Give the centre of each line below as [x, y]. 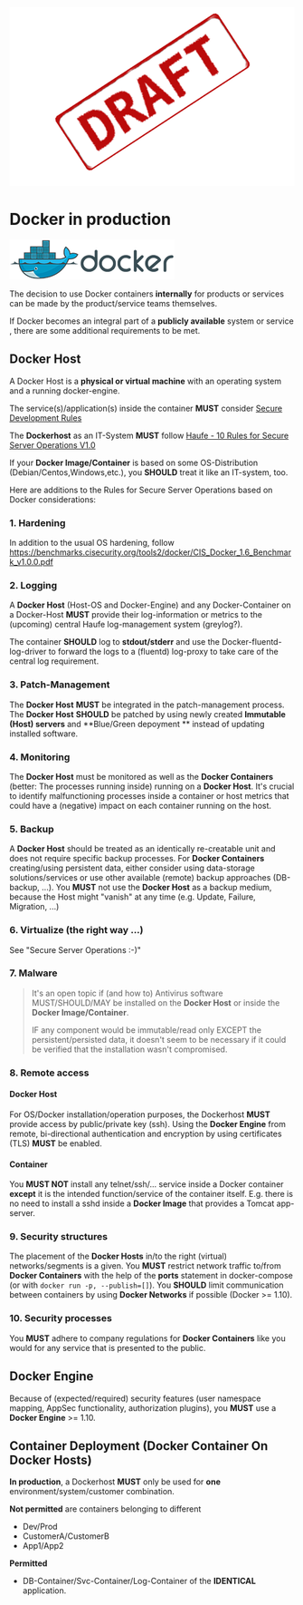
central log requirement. [54, 661]
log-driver [28, 652]
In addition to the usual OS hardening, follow [92, 543]
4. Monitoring [40, 757]
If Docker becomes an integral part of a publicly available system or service [151, 321]
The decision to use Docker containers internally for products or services [147, 294]
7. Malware [33, 973]
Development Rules [46, 418]
